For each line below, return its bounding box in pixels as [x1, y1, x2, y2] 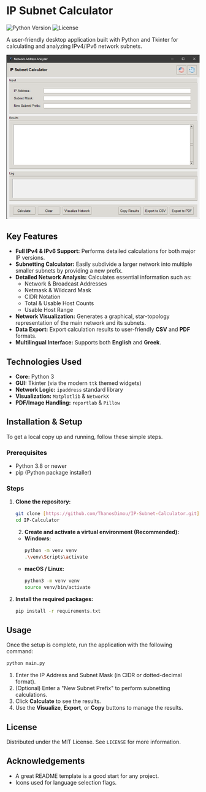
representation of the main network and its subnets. [15, 319, 147, 327]
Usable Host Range [24, 306, 74, 314]
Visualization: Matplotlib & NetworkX [15, 392, 109, 400]
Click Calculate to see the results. [15, 697, 101, 705]
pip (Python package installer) [15, 469, 92, 476]
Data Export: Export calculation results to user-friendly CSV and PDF [15, 326, 191, 333]
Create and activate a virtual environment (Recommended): [24, 529, 180, 536]
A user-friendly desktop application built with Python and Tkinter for [6, 36, 179, 43]
